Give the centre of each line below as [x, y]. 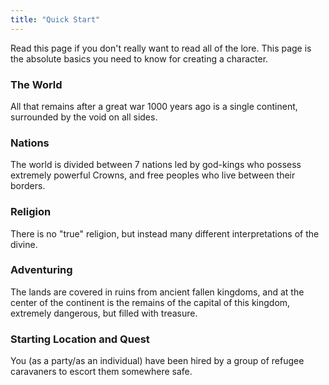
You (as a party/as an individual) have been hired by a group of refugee [157, 361]
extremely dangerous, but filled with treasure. [104, 313]
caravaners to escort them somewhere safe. [101, 372]
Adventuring [41, 270]
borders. [28, 186]
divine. [24, 244]
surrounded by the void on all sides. [84, 117]
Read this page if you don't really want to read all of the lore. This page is [161, 48]
